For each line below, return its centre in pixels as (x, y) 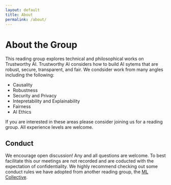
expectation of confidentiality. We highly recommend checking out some (82, 167)
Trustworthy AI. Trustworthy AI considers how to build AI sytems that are (82, 64)
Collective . (17, 177)
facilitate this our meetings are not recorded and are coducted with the (80, 161)
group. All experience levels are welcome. (49, 127)
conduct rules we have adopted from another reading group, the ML (77, 172)
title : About (19, 15)
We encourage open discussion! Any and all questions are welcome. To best (86, 155)
